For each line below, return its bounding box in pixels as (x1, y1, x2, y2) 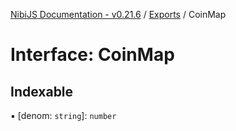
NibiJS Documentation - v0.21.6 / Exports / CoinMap (10, 9, 227, 20)
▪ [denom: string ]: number (10, 110, 117, 121)
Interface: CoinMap (10, 44, 175, 66)
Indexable (10, 83, 74, 100)
